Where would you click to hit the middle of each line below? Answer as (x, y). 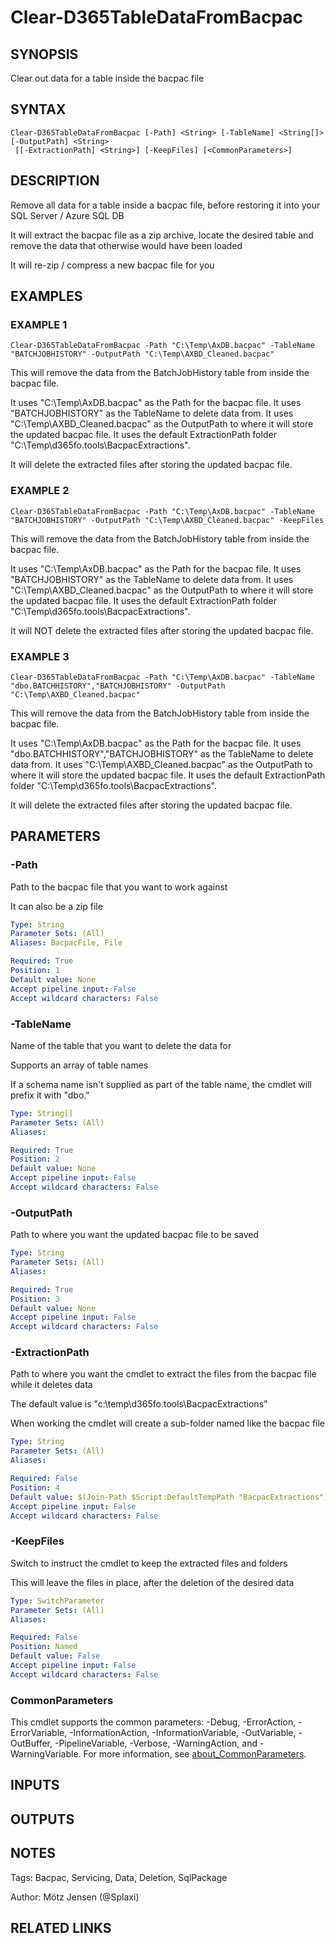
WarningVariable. (46, 1754)
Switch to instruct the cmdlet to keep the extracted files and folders (149, 1563)
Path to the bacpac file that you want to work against (119, 887)
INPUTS (35, 1785)
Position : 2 (35, 1159)
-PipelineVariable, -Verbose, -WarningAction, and (156, 1743)
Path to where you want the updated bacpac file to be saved (135, 1235)
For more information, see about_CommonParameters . (195, 1754)
